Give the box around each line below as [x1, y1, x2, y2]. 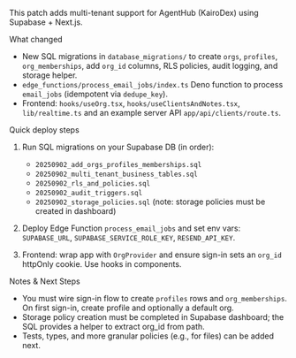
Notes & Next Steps [9, 276, 81, 286]
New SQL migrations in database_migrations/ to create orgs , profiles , [21, 51, 278, 61]
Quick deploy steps [9, 125, 80, 135]
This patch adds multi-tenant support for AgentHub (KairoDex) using [9, 8, 259, 18]
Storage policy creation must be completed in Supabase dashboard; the [21, 312, 285, 322]
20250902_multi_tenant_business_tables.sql [34, 170, 199, 179]
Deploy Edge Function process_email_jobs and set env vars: [21, 223, 241, 233]
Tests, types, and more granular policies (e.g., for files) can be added [21, 331, 274, 341]
